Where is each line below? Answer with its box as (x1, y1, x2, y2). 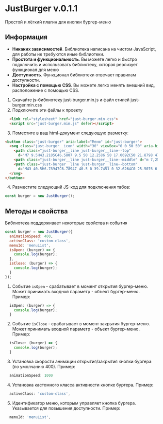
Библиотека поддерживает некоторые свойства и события (5, 220, 128, 226)
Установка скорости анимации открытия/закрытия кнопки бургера (12, 358, 152, 364)
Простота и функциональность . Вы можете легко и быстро (12, 56, 137, 62)
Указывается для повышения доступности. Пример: (12, 405, 120, 411)
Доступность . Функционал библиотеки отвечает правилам (12, 71, 136, 78)
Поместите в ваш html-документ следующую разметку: (12, 130, 129, 136)
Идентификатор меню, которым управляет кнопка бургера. (12, 400, 136, 406)
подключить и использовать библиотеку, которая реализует (12, 61, 138, 67)
